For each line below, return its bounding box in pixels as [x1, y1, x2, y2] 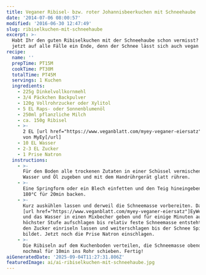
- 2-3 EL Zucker [17, 145, 59, 152]
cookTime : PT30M [12, 66, 53, 72]
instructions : [12, 157, 48, 163]
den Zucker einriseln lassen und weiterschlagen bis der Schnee [22, 225, 191, 232]
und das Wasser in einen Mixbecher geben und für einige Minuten [22, 214, 193, 220]
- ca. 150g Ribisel [17, 117, 67, 123]
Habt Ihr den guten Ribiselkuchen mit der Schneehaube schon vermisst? [12, 37, 199, 43]
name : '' [12, 55, 34, 61]
